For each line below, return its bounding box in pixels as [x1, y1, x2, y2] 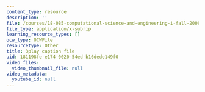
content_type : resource [6, 8, 67, 15]
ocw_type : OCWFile [6, 37, 53, 43]
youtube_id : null [12, 76, 56, 82]
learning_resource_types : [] [6, 31, 81, 38]
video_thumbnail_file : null [12, 65, 84, 71]
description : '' [6, 15, 48, 21]
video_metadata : [6, 71, 48, 77]
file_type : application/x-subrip [6, 25, 92, 32]
